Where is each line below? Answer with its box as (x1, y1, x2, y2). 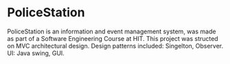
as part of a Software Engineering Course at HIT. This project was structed (7, 34, 218, 42)
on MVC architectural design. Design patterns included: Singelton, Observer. (7, 42, 224, 50)
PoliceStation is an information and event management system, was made (7, 27, 216, 35)
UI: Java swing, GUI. (7, 49, 65, 57)
